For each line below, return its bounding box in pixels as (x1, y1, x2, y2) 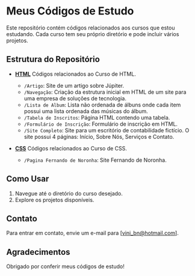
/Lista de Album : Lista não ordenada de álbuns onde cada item (23, 101, 181, 108)
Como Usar (6, 174, 49, 184)
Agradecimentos (6, 247, 70, 257)
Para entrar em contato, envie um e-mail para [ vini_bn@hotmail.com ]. (6, 230, 179, 237)
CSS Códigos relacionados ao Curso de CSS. (14, 144, 128, 152)
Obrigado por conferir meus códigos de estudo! (6, 263, 125, 270)
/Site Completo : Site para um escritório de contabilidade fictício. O (23, 126, 190, 133)
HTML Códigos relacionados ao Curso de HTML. (14, 70, 137, 78)
